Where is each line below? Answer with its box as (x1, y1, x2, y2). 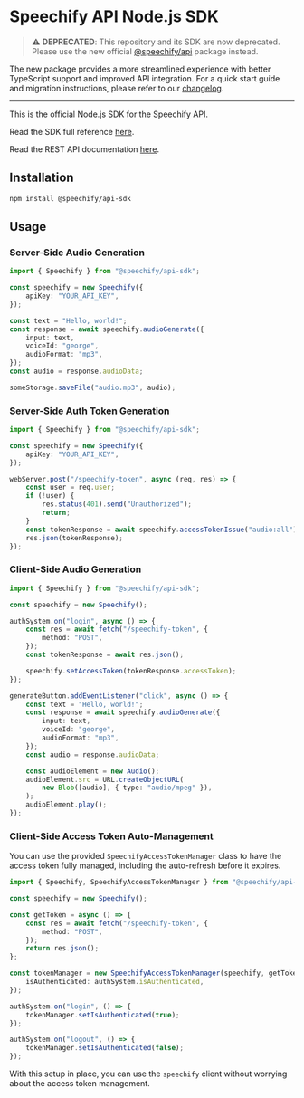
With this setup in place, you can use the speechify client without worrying (9, 1068, 288, 1079)
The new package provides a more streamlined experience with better (9, 63, 271, 74)
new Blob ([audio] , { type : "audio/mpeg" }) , (42, 783, 213, 793)
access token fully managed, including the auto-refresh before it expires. (9, 860, 281, 871)
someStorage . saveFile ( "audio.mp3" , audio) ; (9, 383, 176, 392)
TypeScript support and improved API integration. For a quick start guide (9, 72, 280, 83)
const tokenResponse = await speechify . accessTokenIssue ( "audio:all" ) (25, 525, 298, 534)
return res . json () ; (25, 944, 100, 953)
